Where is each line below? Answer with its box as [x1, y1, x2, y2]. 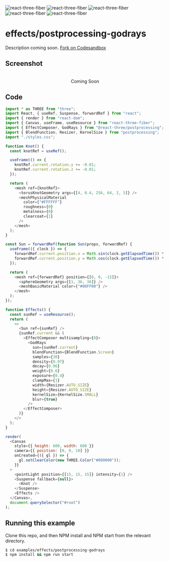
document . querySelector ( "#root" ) [10, 500, 80, 505]
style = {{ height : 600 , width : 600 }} [14, 443, 94, 448]
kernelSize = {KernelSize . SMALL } [32, 392, 99, 397]
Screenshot [5, 59, 43, 68]
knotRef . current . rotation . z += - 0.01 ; [14, 167, 96, 172]
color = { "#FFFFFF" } [23, 200, 62, 205]
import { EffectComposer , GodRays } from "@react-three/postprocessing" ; [5, 125, 164, 130]
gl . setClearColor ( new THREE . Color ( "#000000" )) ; [18, 458, 121, 463]
